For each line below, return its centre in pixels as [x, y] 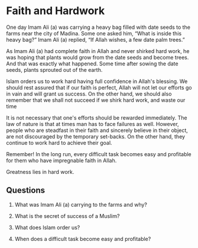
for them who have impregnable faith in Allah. [61, 160]
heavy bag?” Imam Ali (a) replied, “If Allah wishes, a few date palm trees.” [95, 39]
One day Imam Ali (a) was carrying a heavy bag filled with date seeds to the [98, 27]
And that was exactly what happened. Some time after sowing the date [92, 64]
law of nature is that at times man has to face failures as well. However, [92, 124]
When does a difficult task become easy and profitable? [83, 239]
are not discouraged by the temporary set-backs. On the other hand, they [95, 136]
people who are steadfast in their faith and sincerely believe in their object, [97, 130]
